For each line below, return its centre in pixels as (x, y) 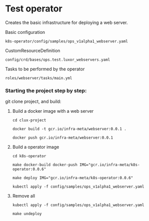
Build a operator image (36, 147)
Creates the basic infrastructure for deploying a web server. (67, 22)
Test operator (34, 9)
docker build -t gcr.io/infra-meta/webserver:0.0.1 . (69, 129)
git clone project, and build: (33, 102)
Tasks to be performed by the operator (45, 69)
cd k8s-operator (29, 156)
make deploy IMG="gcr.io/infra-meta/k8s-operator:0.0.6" (73, 178)
